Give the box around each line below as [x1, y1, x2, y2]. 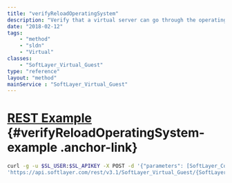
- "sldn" [19, 42, 45, 49]
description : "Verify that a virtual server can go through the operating [7, 17, 227, 23]
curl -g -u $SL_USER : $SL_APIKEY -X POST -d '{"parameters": [7, 163, 184, 170]
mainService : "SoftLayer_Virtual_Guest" [7, 81, 128, 88]
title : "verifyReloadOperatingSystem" [7, 10, 119, 17]
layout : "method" [7, 74, 57, 81]
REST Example [7, 110, 92, 126]
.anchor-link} [59, 139, 138, 155]
